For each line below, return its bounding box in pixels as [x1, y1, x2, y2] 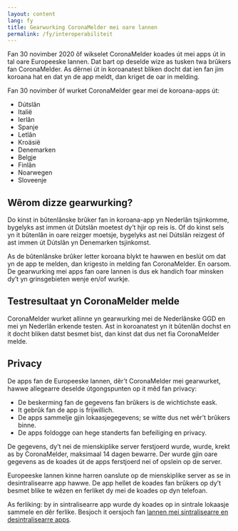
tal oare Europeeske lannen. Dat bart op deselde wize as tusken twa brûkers [7, 58, 232, 66]
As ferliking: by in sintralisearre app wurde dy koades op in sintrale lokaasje [7, 500, 229, 508]
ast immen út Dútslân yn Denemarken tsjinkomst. [7, 238, 151, 247]
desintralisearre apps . [7, 515, 71, 524]
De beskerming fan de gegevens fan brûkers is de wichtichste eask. [17, 398, 218, 406]
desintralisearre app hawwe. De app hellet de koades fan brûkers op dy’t [7, 478, 222, 487]
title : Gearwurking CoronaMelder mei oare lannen [7, 24, 158, 31]
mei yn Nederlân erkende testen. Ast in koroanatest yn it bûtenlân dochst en [7, 321, 231, 330]
